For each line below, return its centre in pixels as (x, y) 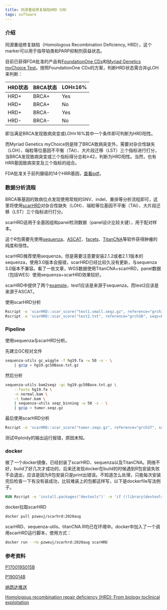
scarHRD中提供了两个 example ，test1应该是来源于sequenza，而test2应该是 (82, 285)
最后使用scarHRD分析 (27, 418)
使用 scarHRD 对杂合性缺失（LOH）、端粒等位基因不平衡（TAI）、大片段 (85, 205)
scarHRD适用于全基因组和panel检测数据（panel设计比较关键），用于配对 (79, 222)
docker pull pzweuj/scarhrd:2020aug (43, 517)
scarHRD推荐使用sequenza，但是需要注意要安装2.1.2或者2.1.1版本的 (74, 256)
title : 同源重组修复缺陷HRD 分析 (36, 10)
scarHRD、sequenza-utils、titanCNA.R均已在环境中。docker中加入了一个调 (83, 527)
